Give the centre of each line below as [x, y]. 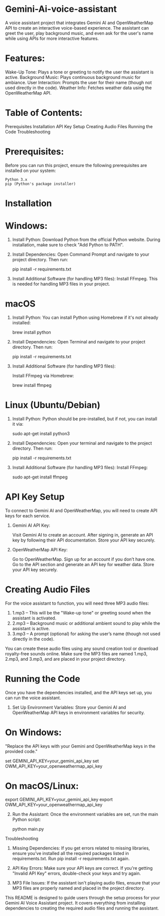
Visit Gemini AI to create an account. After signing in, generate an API [83, 535]
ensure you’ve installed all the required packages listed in [70, 853]
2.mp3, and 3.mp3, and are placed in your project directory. [66, 659]
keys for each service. [28, 515]
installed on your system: [31, 170]
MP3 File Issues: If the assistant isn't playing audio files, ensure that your [86, 883]
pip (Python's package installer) [41, 184]
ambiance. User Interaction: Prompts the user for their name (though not [79, 82]
